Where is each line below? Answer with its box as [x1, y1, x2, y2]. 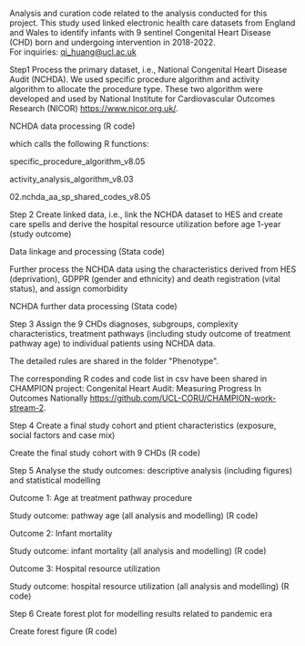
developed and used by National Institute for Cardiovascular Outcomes [9, 93, 276, 104]
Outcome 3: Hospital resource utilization [9, 563, 161, 574]
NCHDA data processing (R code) [9, 120, 136, 131]
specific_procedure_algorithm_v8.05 [9, 156, 146, 167]
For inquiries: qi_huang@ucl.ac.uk [9, 47, 137, 57]
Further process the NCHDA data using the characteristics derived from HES [9, 264, 297, 275]
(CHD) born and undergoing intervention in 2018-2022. [9, 36, 216, 47]
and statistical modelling [9, 474, 101, 485]
